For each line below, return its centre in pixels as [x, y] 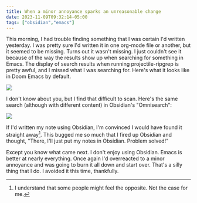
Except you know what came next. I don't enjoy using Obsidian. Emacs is [94, 153]
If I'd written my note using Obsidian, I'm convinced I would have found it [94, 127]
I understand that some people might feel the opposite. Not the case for [101, 188]
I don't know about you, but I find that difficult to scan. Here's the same [92, 99]
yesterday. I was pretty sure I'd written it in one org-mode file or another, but [98, 45]
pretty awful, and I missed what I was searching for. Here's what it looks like [98, 70]
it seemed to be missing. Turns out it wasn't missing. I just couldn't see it [94, 52]
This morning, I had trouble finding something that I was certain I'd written [96, 39]
